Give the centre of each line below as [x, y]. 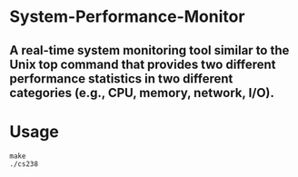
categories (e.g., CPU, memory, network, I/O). [142, 93]
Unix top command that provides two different [143, 64]
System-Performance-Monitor [127, 17]
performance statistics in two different [121, 79]
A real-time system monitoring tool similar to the [149, 50]
